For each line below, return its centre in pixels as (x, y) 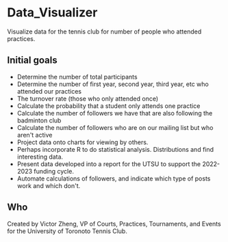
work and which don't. (49, 185)
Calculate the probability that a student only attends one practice (109, 106)
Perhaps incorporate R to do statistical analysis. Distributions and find (115, 149)
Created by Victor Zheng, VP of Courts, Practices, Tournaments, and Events (114, 224)
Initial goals (32, 60)
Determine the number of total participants (77, 77)
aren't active (35, 135)
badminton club (39, 120)
